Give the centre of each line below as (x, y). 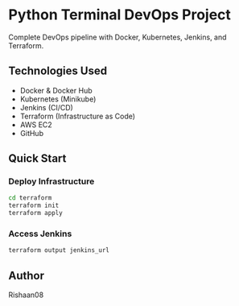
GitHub (32, 133)
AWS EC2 (36, 124)
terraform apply (35, 213)
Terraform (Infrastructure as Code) (77, 116)
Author (26, 275)
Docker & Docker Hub (56, 90)
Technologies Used (58, 71)
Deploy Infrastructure (52, 181)
